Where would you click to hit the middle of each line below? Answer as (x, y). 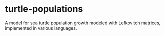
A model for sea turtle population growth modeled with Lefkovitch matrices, (83, 23)
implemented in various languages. (41, 28)
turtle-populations (44, 9)
